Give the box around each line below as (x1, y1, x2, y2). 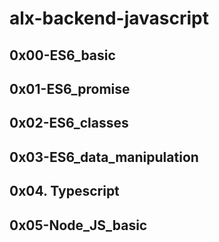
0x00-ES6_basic (9, 47, 116, 64)
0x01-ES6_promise (9, 80, 131, 97)
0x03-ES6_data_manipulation (9, 148, 199, 166)
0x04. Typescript (9, 183, 120, 200)
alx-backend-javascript (9, 7, 209, 30)
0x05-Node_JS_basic (9, 217, 148, 234)
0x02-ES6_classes (9, 115, 129, 132)
